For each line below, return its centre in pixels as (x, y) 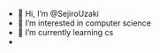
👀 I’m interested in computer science (84, 23)
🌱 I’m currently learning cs (65, 32)
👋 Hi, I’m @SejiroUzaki (58, 14)
